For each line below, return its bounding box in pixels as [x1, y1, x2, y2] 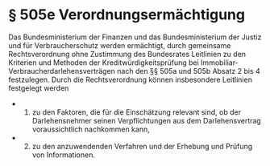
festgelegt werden [8, 83, 69, 93]
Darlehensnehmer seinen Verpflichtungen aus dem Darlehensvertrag [31, 115, 262, 125]
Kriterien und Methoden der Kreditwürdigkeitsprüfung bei [8, 58, 199, 67]
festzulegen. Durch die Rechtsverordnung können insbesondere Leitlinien [8, 75, 252, 84]
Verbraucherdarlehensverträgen [8, 66, 115, 75]
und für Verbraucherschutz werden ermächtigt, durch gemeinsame [8, 40, 231, 50]
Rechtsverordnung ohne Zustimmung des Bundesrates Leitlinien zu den [8, 49, 247, 59]
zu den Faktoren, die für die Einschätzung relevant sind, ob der [31, 107, 242, 117]
